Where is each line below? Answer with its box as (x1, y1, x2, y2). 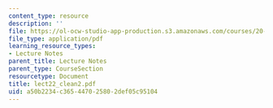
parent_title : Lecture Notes (8, 58, 107, 66)
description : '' (8, 19, 63, 28)
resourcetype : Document (8, 72, 89, 80)
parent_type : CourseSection (8, 65, 104, 73)
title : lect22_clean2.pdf (8, 80, 96, 88)
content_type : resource (8, 11, 89, 20)
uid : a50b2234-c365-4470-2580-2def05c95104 (8, 87, 158, 96)
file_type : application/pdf (8, 34, 104, 43)
